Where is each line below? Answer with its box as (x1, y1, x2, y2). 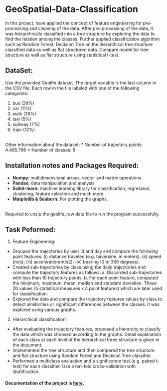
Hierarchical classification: (12, 316, 67, 322)
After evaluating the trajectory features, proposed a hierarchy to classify (12, 326, 161, 332)
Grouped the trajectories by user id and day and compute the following (12, 248, 158, 254)
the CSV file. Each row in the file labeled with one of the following (5, 85, 140, 91)
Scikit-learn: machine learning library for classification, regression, (12, 185, 151, 191)
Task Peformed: (5, 225, 56, 233)
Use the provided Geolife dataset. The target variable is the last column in (5, 79, 157, 85)
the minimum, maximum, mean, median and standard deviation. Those (12, 280, 157, 286)
